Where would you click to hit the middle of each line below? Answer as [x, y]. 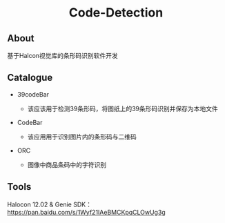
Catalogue [30, 78]
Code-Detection [116, 13]
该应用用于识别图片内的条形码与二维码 [82, 137]
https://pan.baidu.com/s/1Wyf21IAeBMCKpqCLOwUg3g [86, 212]
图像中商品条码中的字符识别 [67, 164]
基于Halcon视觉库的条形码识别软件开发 [63, 56]
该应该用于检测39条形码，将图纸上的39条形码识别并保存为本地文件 [123, 108]
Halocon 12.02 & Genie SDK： [49, 204]
